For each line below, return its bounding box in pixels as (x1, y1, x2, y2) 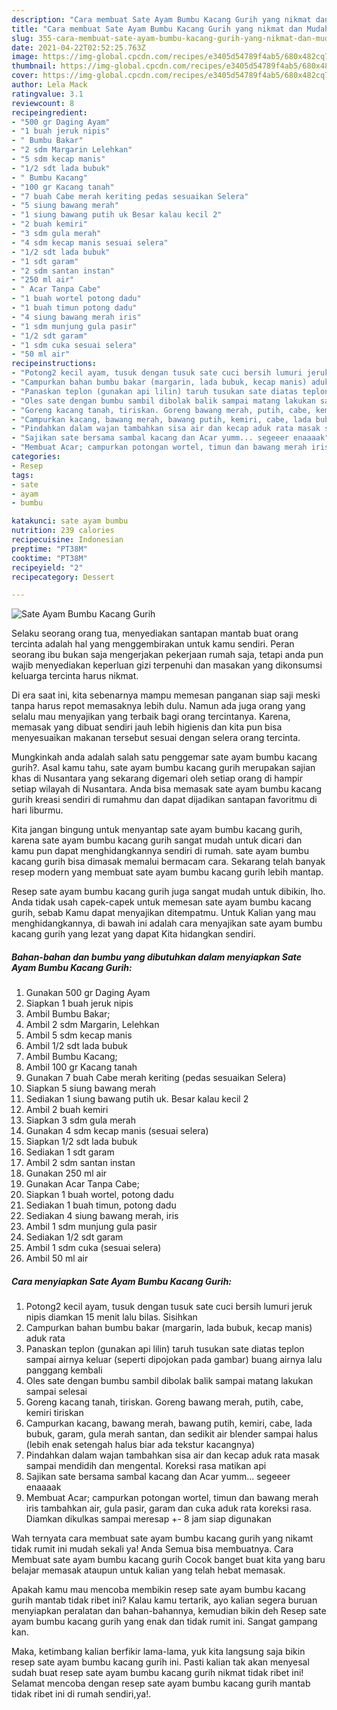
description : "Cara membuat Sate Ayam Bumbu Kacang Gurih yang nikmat (11, 14, 312, 25)
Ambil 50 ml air (25, 1252, 89, 1265)
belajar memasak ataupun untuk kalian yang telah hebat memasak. (11, 1564, 286, 1576)
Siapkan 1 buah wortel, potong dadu (25, 1189, 174, 1201)
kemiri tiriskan (25, 1407, 84, 1419)
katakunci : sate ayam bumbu (11, 516, 129, 526)
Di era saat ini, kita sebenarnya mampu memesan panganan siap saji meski (11, 689, 321, 701)
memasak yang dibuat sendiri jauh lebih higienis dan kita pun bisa (11, 721, 283, 733)
